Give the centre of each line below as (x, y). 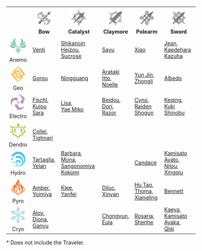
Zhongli (144, 81)
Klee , (67, 188)
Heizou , (70, 50)
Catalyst (79, 31)
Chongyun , (115, 216)
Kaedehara (178, 50)
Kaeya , (173, 210)
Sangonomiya (78, 166)
